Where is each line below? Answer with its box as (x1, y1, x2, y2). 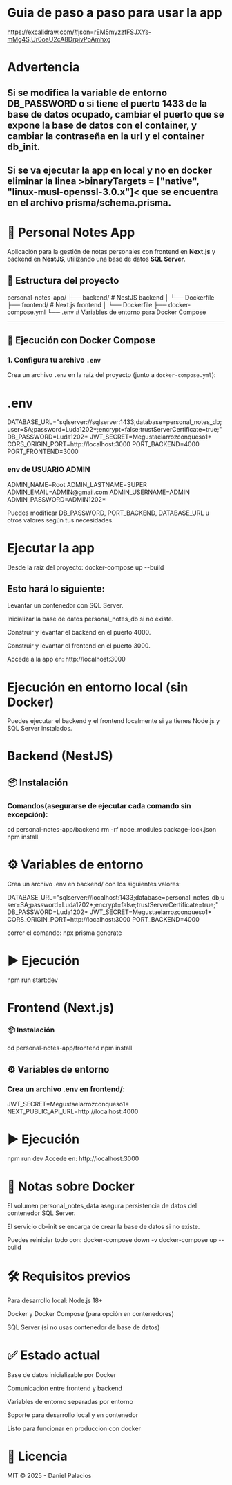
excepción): (7, 810, 48, 819)
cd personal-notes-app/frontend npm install (7, 1044, 133, 1052)
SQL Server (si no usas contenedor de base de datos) (7, 1323, 160, 1331)
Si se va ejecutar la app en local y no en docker (7, 164, 213, 176)
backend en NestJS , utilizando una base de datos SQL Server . (7, 255, 186, 263)
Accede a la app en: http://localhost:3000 (7, 655, 126, 664)
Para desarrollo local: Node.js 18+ (7, 1296, 104, 1304)
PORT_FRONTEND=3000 (7, 448, 79, 456)
